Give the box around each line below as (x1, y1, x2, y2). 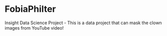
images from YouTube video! (4, 25, 64, 31)
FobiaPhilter (4, 3, 56, 15)
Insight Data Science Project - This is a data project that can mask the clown (4, 20, 162, 26)
